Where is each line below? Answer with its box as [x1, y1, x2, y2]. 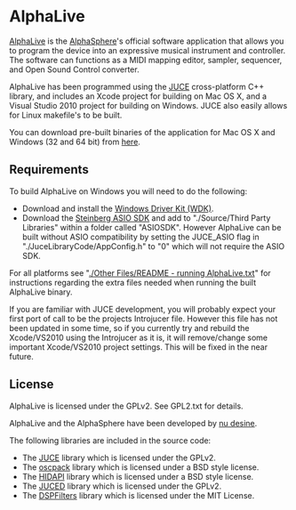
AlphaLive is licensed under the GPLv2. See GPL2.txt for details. [9, 401, 244, 411]
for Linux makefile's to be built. [9, 109, 123, 120]
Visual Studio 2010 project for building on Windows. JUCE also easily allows [9, 100, 288, 110]
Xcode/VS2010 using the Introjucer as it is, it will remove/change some [9, 332, 268, 343]
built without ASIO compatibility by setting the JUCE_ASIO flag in [21, 231, 260, 242]
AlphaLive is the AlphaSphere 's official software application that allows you [9, 36, 284, 46]
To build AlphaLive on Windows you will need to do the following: [9, 185, 248, 197]
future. [9, 351, 34, 361]
